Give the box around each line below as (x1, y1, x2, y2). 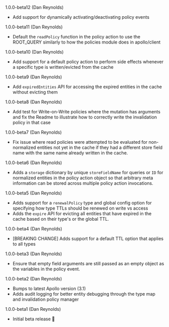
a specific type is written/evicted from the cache (12, 64, 114, 70)
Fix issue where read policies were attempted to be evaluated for (12, 139, 148, 145)
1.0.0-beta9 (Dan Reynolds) (5, 74, 62, 80)
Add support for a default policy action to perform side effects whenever (12, 59, 164, 65)
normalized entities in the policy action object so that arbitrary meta (12, 175, 153, 181)
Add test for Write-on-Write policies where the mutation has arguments (12, 109, 160, 114)
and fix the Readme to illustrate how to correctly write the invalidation (12, 114, 157, 120)
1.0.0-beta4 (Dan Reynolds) (5, 226, 62, 232)
